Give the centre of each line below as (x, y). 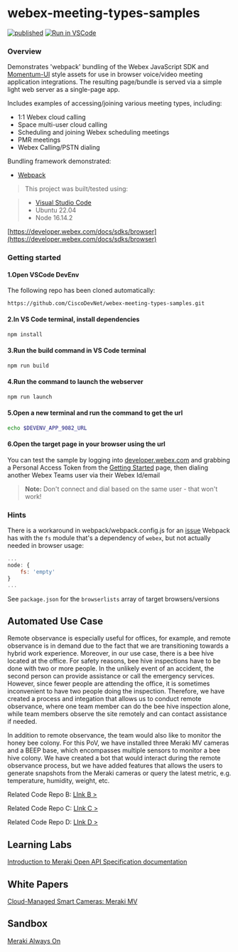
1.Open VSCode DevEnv (43, 274)
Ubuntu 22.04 (56, 210)
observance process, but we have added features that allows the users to (115, 766)
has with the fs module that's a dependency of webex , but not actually (109, 538)
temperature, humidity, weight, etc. (59, 781)
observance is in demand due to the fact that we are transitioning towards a (118, 646)
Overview (25, 51)
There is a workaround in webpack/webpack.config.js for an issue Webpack (119, 531)
